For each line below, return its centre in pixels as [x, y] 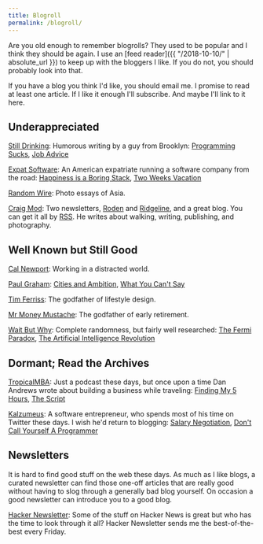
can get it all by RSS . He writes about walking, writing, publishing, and [121, 216]
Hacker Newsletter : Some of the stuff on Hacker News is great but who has [130, 514]
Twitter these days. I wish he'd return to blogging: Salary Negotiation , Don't [130, 422]
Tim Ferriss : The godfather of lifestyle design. [82, 299]
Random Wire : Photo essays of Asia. [67, 193]
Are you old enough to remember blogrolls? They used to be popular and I [128, 45]
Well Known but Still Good [73, 250]
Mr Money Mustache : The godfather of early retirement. [99, 315]
